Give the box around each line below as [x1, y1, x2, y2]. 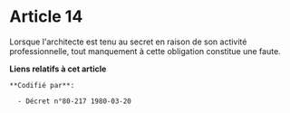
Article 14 [9, 6, 83, 27]
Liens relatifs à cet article [9, 63, 107, 74]
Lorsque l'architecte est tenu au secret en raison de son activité [9, 36, 247, 47]
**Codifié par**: [9, 80, 75, 89]
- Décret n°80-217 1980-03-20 [17, 97, 131, 106]
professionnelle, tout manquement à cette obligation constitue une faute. [9, 45, 281, 56]
